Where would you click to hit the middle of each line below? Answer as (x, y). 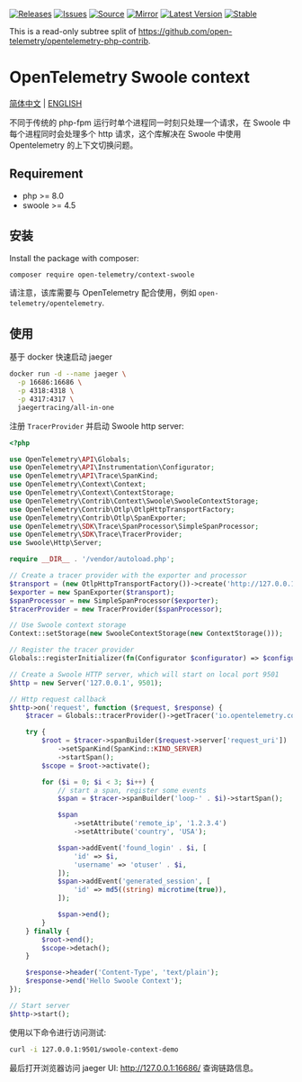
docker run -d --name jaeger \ (68, 374)
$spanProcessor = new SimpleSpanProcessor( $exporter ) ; (114, 600)
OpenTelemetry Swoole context (129, 77)
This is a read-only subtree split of (73, 31)
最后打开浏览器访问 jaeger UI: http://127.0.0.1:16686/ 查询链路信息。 (134, 1068)
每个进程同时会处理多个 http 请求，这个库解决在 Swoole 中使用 (125, 133)
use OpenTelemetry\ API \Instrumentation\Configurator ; (112, 468)
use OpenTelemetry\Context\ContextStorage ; (92, 493)
